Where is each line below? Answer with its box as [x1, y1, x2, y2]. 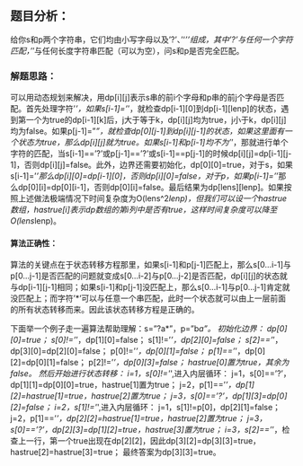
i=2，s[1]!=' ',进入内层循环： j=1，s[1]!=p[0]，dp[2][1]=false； [54, 402, 281, 413]
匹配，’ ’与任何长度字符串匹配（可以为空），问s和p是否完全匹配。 [10, 45, 245, 56]
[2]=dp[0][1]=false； [10, 357, 87, 368]
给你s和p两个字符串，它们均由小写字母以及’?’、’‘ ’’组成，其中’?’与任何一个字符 [10, 34, 293, 45]
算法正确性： [10, 237, 58, 249]
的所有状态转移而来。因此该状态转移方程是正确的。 [10, 304, 200, 315]
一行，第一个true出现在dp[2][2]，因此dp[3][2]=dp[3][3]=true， [25, 435, 262, 446]
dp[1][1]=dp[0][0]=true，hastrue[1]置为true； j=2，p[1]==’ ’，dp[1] [10, 380, 255, 391]
